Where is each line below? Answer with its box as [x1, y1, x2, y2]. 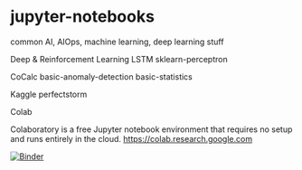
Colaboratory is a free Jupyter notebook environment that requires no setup [10, 124, 293, 135]
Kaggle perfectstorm [10, 89, 88, 99]
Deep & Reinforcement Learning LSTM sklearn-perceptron [10, 53, 229, 64]
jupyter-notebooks [10, 6, 155, 27]
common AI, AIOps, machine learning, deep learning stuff [10, 36, 224, 47]
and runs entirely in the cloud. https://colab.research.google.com [10, 133, 252, 144]
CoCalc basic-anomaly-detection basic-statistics [10, 71, 193, 82]
